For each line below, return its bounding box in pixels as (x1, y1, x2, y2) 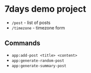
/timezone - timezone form (11, 24, 65, 30)
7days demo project (4, 3, 86, 15)
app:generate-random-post (11, 58, 64, 63)
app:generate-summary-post (11, 63, 67, 68)
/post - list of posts (11, 20, 51, 25)
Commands (4, 39, 41, 48)
